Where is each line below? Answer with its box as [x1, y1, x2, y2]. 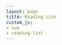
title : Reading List [6, 14, 57, 20]
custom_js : [6, 19, 33, 25]
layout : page [6, 8, 38, 15]
